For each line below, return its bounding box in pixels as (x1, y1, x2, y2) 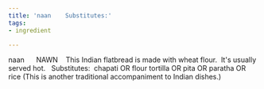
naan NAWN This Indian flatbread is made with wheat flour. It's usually (8, 55, 257, 64)
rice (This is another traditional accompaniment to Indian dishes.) (8, 72, 222, 82)
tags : (8, 19, 26, 27)
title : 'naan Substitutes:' (8, 11, 112, 20)
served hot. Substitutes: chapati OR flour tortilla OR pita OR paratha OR (8, 64, 247, 73)
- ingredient (8, 26, 52, 34)
